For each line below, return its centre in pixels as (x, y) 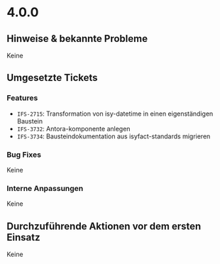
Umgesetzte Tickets (52, 78)
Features (22, 98)
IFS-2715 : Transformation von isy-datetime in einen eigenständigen (115, 114)
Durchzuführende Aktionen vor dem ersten (104, 226)
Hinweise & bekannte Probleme (77, 39)
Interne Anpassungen (45, 188)
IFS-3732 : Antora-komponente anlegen (73, 128)
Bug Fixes (24, 155)
